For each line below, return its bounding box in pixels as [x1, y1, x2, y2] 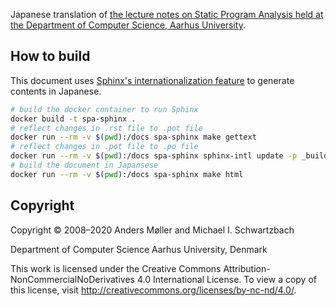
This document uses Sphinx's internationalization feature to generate [10, 74, 295, 86]
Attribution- [223, 262, 271, 274]
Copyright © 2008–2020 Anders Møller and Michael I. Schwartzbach [10, 224, 295, 236]
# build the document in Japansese [10, 160, 159, 171]
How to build [10, 48, 91, 65]
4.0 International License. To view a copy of [136, 273, 317, 285]
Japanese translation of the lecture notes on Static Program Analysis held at [10, 9, 324, 20]
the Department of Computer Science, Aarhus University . [10, 19, 247, 31]
